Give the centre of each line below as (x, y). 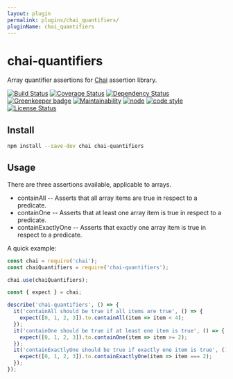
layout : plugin (29, 14)
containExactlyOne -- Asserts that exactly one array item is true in (112, 227)
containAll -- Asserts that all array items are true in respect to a (107, 198)
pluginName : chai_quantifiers (51, 26)
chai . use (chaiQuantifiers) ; (48, 280)
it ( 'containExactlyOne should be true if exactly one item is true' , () (121, 350)
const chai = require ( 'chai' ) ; (52, 261)
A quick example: (32, 248)
